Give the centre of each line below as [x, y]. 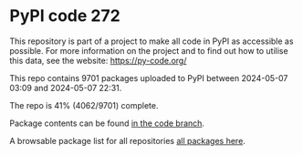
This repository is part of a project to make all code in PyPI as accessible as [151, 41]
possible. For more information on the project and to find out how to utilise [149, 50]
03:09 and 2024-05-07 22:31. [66, 88]
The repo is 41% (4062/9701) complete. [84, 105]
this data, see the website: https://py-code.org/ [98, 60]
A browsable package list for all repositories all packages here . [128, 140]
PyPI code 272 [65, 16]
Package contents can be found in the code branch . [107, 123]
